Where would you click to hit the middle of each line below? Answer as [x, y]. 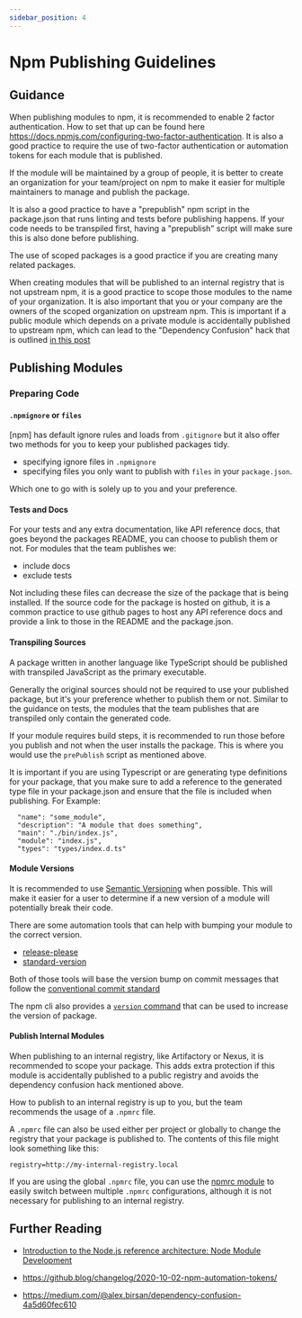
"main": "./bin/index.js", [68, 833]
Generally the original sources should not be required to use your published [149, 689]
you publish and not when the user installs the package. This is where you [147, 745]
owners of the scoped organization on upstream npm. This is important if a [148, 310]
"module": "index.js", [60, 841]
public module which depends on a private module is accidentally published [150, 320]
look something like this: [54, 1148]
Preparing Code [44, 393]
